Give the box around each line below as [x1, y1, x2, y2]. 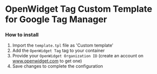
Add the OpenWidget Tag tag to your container [12, 48, 105, 53]
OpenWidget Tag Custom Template [5, 3, 153, 15]
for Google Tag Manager [5, 14, 107, 25]
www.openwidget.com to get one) [12, 58, 82, 64]
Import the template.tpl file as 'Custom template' [12, 43, 114, 49]
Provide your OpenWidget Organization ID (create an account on [12, 53, 144, 59]
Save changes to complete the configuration [12, 63, 103, 69]
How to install [5, 31, 39, 38]
